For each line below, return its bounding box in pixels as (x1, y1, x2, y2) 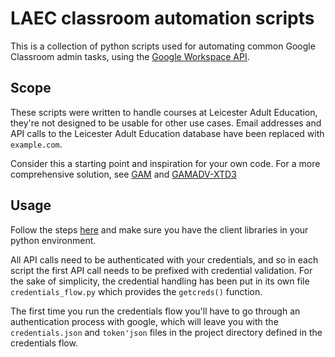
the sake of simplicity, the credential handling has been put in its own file (10, 275, 310, 287)
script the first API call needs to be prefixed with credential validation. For (10, 264, 313, 276)
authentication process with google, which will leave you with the (10, 315, 279, 327)
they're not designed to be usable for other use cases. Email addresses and (10, 117, 322, 129)
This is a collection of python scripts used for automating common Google (10, 40, 316, 52)
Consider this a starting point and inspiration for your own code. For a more (10, 157, 321, 169)
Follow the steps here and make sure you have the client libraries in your (10, 223, 309, 236)
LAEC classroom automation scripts (10, 7, 315, 30)
